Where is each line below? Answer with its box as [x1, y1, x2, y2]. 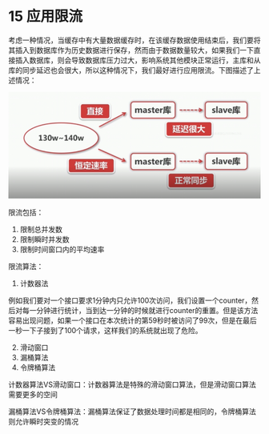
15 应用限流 [8, 7, 83, 26]
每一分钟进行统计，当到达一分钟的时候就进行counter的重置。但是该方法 [22, 305, 259, 315]
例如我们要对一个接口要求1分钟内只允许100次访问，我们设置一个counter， [8, 295, 252, 305]
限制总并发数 [19, 224, 62, 234]
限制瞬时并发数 [19, 234, 70, 244]
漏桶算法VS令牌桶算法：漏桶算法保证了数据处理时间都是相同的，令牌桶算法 [8, 406, 256, 416]
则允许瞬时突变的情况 [8, 416, 78, 426]
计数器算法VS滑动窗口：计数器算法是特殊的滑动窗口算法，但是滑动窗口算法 [8, 380, 256, 389]
